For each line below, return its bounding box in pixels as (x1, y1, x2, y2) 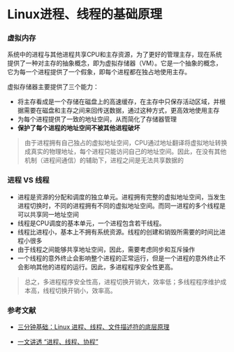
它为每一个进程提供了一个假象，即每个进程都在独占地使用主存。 (7, 68, 191, 76)
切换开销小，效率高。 (54, 286, 117, 295)
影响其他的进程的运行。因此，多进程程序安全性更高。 (23, 262, 177, 271)
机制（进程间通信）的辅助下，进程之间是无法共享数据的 (24, 156, 184, 164)
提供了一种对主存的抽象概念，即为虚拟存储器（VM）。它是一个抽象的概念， (7, 59, 222, 67)
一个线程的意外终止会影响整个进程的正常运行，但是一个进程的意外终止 (17, 253, 220, 262)
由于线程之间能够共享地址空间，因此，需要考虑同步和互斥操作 (17, 245, 196, 253)
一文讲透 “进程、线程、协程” (17, 337, 99, 346)
